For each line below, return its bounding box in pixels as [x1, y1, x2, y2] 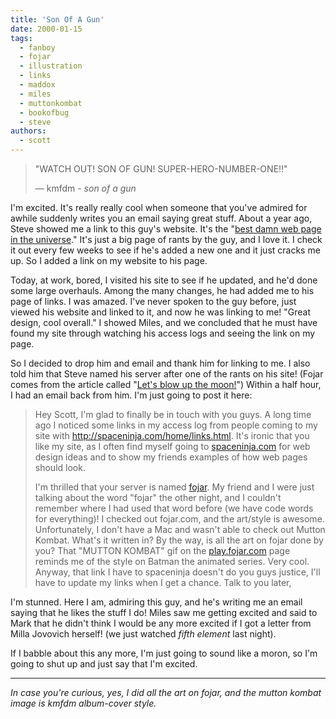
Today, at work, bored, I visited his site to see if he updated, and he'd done [10, 274, 318, 286]
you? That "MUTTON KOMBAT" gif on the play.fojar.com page [34, 545, 291, 556]
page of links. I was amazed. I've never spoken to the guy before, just [10, 296, 297, 307]
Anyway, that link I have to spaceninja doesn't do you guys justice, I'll [34, 566, 321, 578]
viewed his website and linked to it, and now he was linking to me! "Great [10, 306, 312, 318]
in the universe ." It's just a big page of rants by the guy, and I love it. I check [10, 234, 323, 245]
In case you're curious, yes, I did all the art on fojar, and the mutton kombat [10, 687, 322, 698]
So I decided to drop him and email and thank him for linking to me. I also [10, 357, 311, 369]
